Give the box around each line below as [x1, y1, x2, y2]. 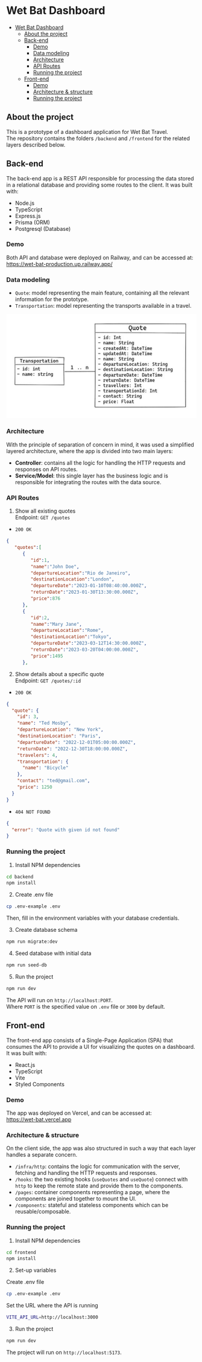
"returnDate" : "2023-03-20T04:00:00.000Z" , [30, 646, 139, 653]
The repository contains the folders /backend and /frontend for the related [6, 135, 190, 142]
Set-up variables [14, 1267, 57, 1274]
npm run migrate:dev [6, 938, 58, 945]
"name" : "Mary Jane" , [30, 621, 83, 627]
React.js [14, 1061, 36, 1068]
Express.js [14, 212, 41, 219]
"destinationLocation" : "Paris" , [17, 733, 101, 739]
